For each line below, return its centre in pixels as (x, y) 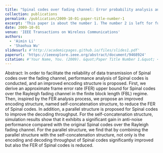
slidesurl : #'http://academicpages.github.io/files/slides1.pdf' (72, 50)
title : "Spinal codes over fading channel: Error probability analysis (79, 9)
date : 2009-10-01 (23, 28)
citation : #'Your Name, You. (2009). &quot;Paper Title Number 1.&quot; (80, 59)
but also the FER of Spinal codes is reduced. (49, 145)
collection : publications (31, 14)
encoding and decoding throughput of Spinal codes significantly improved (79, 140)
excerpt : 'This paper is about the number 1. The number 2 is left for (79, 23)
